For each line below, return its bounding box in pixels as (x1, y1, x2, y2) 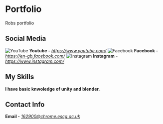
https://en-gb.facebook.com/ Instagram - (5, 53, 118, 59)
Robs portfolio (5, 20, 34, 26)
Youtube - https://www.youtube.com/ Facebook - (29, 47, 159, 53)
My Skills (5, 73, 34, 81)
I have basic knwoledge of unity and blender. (5, 86, 100, 92)
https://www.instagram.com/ (5, 58, 65, 64)
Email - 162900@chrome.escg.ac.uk (5, 114, 81, 120)
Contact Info (5, 100, 45, 109)
